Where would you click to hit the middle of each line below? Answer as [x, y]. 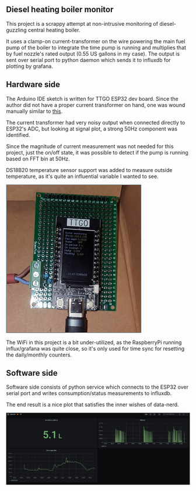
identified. [18, 135]
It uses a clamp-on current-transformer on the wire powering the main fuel [96, 41]
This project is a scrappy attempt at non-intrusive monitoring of [82, 23]
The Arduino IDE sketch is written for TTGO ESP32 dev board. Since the [92, 98]
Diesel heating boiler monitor [60, 10]
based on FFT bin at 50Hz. [38, 159]
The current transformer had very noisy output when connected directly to [96, 122]
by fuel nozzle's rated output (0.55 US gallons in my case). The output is [93, 54]
